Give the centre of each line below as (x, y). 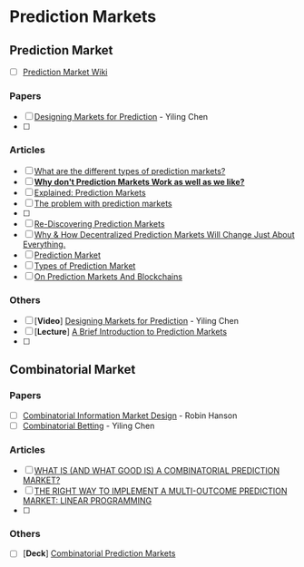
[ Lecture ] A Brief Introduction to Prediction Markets (131, 331)
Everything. (44, 244)
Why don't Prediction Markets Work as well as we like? (139, 181)
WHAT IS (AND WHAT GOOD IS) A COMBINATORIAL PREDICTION (157, 471)
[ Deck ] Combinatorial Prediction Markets (99, 553)
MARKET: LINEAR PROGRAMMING (87, 501)
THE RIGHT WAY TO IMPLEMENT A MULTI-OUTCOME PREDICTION (161, 491)
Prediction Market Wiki (65, 72)
